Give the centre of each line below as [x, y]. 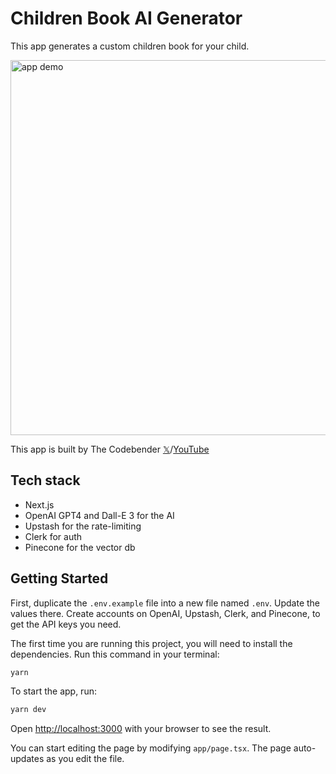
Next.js [39, 504]
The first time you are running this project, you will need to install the [151, 643]
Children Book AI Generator [126, 18]
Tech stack [45, 480]
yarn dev [28, 710]
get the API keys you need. [66, 624]
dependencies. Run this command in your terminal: [115, 654]
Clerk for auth [53, 536]
